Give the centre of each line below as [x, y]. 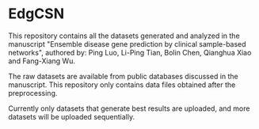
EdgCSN [36, 14]
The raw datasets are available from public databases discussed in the [124, 76]
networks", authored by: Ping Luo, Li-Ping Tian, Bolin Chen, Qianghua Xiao [130, 52]
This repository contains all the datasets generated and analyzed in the [124, 36]
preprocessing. [33, 93]
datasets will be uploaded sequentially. [72, 116]
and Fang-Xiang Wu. [42, 61]
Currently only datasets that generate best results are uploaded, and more [129, 108]
